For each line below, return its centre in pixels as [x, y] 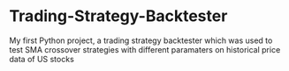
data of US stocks [42, 59]
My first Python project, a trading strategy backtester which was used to [141, 40]
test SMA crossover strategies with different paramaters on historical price [145, 49]
